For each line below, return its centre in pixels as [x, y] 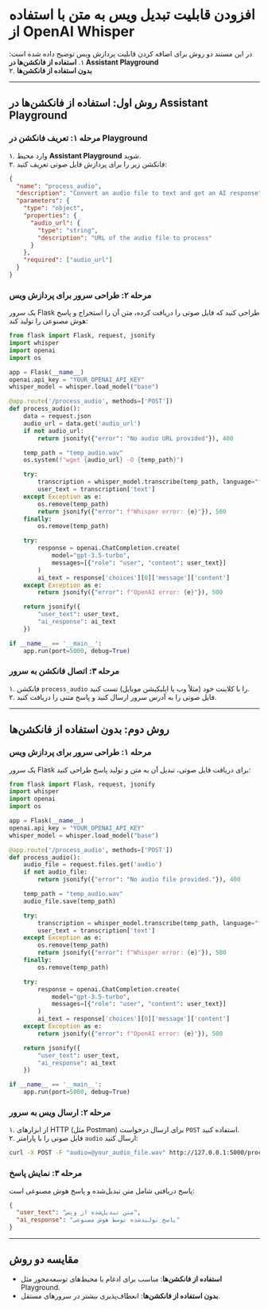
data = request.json [57, 416]
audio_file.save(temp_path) [70, 901]
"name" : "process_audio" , [59, 186]
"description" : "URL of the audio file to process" [125, 238]
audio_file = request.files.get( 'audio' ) [93, 865]
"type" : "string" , [68, 230]
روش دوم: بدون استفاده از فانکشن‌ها [89, 730]
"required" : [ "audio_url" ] [68, 260]
